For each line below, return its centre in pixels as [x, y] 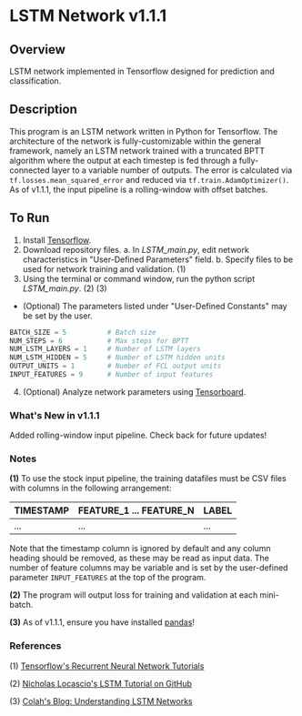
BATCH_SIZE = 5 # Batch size [83, 332]
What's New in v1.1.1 [55, 415]
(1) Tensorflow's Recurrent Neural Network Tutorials [107, 666]
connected [30, 170]
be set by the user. [57, 316]
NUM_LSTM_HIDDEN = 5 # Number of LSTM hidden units [117, 358]
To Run [30, 218]
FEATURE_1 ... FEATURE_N [136, 510]
